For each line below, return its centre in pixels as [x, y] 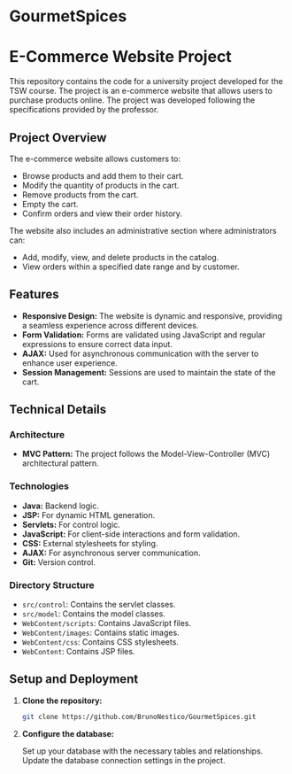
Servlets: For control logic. [71, 524]
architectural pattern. [60, 463]
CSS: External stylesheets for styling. [90, 543]
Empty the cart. [50, 204]
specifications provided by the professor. [84, 110]
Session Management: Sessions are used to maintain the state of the [149, 372]
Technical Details [58, 410]
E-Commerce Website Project [120, 57]
